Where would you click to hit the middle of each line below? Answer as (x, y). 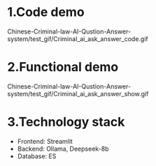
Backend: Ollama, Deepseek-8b (63, 149)
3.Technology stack (66, 122)
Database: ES (37, 156)
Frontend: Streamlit (45, 141)
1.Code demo (46, 12)
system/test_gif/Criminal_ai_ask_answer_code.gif (78, 38)
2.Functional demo (63, 67)
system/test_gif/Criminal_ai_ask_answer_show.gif (78, 93)
